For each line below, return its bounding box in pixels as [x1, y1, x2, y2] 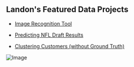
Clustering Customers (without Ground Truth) [14, 43, 125, 50]
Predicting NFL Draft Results [14, 31, 83, 38]
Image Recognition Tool [14, 20, 72, 27]
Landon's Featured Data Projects [6, 5, 129, 15]
